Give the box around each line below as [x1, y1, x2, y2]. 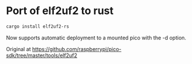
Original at [6, 45, 31, 52]
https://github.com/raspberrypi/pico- [32, 45, 122, 52]
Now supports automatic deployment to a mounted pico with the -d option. [6, 34, 186, 41]
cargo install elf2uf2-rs [6, 23, 69, 29]
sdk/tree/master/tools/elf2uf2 [6, 52, 77, 59]
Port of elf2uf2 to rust [6, 4, 114, 18]
